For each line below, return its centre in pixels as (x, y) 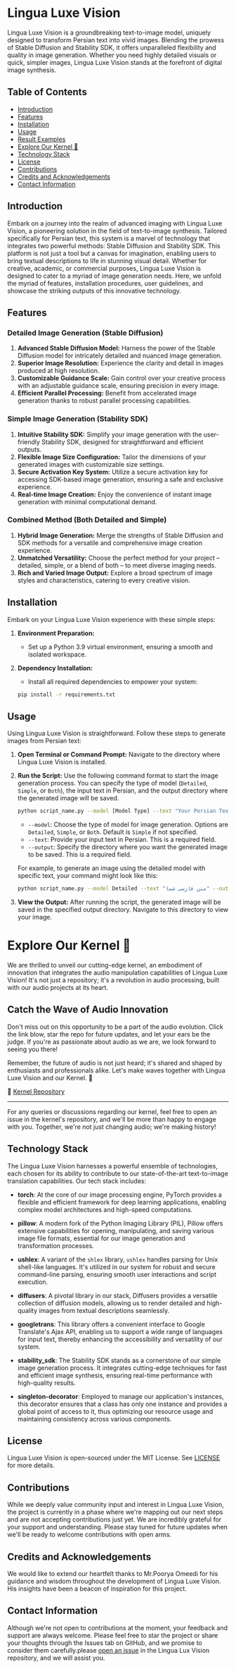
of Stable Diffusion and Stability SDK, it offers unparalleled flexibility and (112, 47)
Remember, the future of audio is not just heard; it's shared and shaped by (115, 1063)
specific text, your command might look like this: (87, 876)
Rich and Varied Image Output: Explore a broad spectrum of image (115, 573)
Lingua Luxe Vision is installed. (62, 762)
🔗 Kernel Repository (36, 1092)
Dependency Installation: (55, 668)
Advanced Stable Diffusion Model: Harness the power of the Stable (116, 348)
